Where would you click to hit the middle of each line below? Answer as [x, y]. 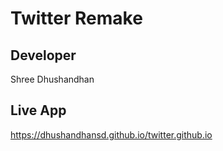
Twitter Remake [76, 18]
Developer [43, 55]
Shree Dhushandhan [52, 79]
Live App [38, 110]
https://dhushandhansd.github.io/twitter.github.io [111, 134]
